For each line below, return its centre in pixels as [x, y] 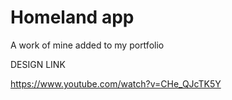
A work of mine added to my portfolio [87, 45]
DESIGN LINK [38, 64]
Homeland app [72, 17]
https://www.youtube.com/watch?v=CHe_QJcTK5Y [116, 83]
